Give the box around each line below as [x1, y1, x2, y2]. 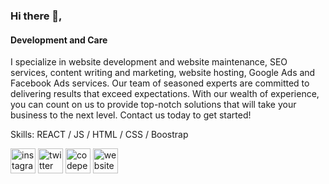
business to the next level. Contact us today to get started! [10, 109, 252, 121]
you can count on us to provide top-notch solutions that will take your [10, 99, 297, 111]
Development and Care [10, 34, 108, 46]
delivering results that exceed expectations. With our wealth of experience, [10, 88, 320, 100]
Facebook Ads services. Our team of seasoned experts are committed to [10, 77, 310, 89]
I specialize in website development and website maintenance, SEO [10, 56, 288, 68]
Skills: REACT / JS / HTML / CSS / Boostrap [10, 129, 189, 141]
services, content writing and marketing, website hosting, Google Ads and [10, 67, 316, 79]
